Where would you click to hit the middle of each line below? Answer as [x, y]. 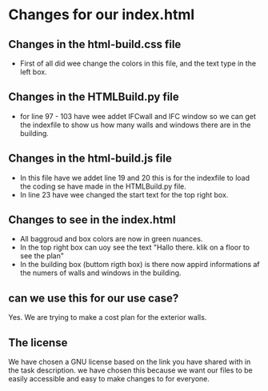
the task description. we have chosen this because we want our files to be [131, 370]
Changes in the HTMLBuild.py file [94, 97]
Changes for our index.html [102, 15]
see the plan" [42, 256]
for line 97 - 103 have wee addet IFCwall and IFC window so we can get [138, 116]
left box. [33, 72]
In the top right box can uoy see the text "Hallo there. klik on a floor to [135, 247]
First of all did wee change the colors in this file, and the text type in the [138, 63]
